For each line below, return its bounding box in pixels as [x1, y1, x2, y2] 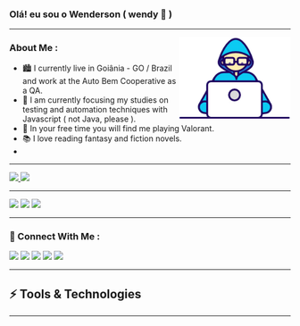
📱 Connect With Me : [9, 230, 101, 242]
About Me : [9, 42, 58, 54]
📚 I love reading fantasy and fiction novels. [21, 133, 182, 144]
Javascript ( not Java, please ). [21, 113, 137, 124]
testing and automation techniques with [21, 104, 168, 114]
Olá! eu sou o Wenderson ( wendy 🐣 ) [9, 8, 172, 21]
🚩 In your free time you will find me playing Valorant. [21, 122, 214, 133]
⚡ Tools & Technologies [9, 287, 142, 302]
